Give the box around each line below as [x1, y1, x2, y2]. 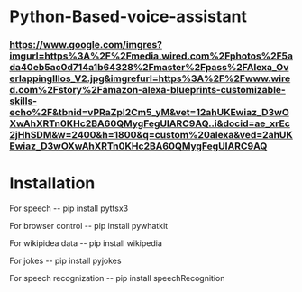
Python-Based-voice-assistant [9, 6, 248, 27]
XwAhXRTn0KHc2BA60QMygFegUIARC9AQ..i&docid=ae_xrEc [9, 117, 291, 130]
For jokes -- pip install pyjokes [9, 255, 122, 267]
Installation [9, 173, 96, 194]
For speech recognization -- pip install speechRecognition [9, 273, 225, 284]
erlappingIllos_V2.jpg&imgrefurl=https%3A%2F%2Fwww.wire [9, 72, 291, 85]
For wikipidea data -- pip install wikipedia [9, 238, 162, 249]
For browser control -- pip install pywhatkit [9, 221, 169, 232]
